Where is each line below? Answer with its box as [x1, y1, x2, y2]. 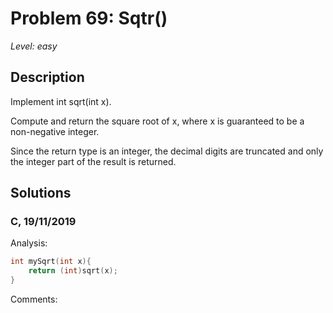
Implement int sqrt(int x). [10, 95, 112, 107]
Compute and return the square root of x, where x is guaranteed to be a [10, 115, 305, 127]
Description [10, 69, 85, 86]
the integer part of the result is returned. [10, 155, 177, 167]
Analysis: [10, 237, 48, 249]
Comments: [10, 293, 58, 306]
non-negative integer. [10, 125, 100, 137]
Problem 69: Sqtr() [10, 7, 168, 30]
